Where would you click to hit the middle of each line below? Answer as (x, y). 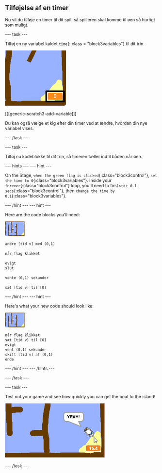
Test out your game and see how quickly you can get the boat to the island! (80, 396)
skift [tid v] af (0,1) (29, 354)
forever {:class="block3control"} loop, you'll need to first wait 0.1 (71, 185)
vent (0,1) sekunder (26, 350)
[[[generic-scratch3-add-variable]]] (41, 114)
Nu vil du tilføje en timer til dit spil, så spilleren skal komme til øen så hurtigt (80, 19)
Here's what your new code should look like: (49, 306)
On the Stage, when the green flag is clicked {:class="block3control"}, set (81, 175)
